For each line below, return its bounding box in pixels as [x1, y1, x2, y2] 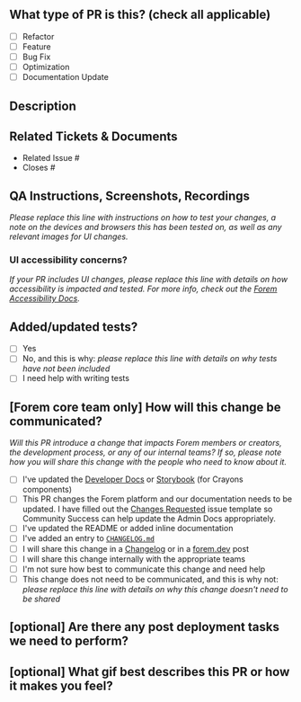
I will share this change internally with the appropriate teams [22, 553, 245, 564]
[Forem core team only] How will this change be [9, 399, 281, 414]
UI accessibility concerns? [9, 253, 128, 266]
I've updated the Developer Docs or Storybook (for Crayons [22, 474, 244, 484]
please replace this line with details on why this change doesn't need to [22, 583, 289, 594]
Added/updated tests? [9, 319, 138, 334]
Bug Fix [22, 51, 51, 62]
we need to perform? [9, 634, 128, 649]
